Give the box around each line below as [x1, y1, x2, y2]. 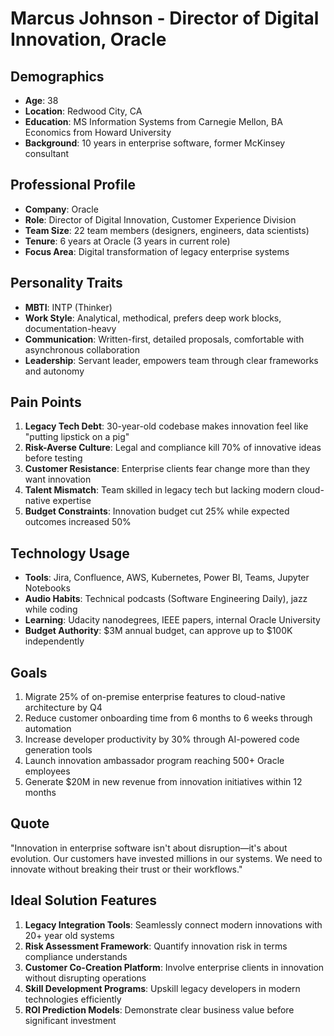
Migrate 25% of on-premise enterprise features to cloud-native [24, 691, 286, 703]
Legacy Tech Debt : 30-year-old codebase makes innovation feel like [24, 420, 309, 432]
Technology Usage [10, 545, 130, 562]
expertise [52, 495, 92, 507]
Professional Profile [10, 177, 136, 194]
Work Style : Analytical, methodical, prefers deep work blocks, [24, 312, 282, 324]
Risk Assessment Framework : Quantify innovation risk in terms [24, 940, 288, 952]
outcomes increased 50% [24, 516, 132, 528]
